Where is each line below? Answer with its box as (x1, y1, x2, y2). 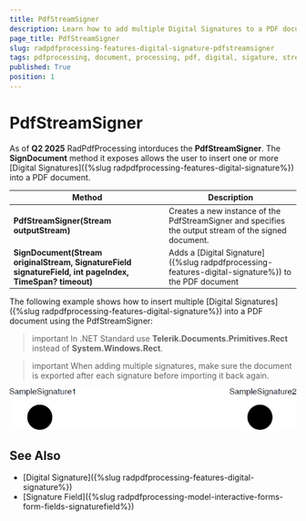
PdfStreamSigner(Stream (13, 215, 112, 226)
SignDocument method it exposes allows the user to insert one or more (9, 152, 280, 163)
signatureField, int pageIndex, (13, 266, 129, 277)
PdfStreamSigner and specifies (168, 215, 285, 226)
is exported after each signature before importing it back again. (31, 370, 270, 382)
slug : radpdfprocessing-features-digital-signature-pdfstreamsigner (9, 44, 275, 53)
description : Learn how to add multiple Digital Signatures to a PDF (9, 24, 280, 34)
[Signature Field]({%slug (22, 491, 116, 502)
